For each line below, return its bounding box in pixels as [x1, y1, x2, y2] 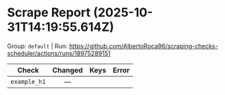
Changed [52, 65, 83, 74]
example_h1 [10, 77, 46, 85]
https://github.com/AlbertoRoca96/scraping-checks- [68, 42, 218, 50]
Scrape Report [7, 5, 91, 21]
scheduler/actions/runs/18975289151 [7, 49, 111, 57]
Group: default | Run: [7, 42, 68, 50]
